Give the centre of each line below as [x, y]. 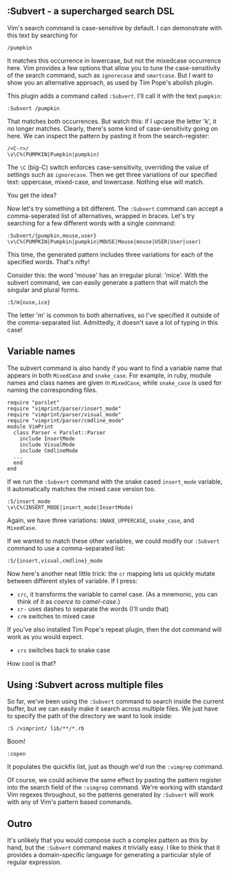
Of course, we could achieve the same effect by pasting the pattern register [114, 780]
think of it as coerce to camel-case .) [68, 601]
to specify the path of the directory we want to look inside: [90, 716]
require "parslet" [33, 402]
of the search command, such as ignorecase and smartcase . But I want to [110, 75]
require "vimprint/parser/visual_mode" [64, 414]
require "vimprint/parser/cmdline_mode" [66, 420]
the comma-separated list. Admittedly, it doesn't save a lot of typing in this [113, 322]
